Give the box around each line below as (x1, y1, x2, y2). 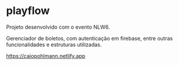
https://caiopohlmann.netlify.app (6, 52, 86, 59)
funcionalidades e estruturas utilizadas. (6, 41, 102, 48)
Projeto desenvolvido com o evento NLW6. (6, 23, 110, 30)
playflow (6, 4, 50, 18)
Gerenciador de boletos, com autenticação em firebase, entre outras (6, 35, 173, 42)
